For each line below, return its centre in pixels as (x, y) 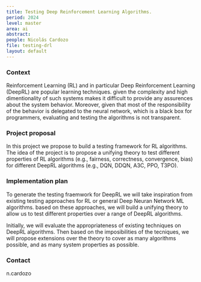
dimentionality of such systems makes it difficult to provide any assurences (100, 98)
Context (18, 72)
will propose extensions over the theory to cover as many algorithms (91, 238)
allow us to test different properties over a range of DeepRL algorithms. (94, 213)
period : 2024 (23, 18)
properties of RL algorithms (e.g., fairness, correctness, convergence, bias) (100, 159)
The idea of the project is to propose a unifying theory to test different (93, 153)
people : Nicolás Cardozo (37, 40)
